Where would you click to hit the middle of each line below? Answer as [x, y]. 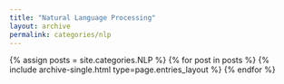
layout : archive [40, 26]
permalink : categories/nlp [60, 34]
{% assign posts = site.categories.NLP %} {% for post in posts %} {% [140, 61]
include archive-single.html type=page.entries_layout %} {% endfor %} [142, 70]
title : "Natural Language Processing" [83, 18]
